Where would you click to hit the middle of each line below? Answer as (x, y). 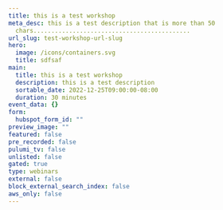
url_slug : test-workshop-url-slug (66, 38)
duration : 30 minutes (51, 97)
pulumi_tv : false (37, 149)
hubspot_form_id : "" (49, 120)
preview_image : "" (39, 127)
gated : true (28, 164)
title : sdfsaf (39, 61)
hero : (17, 46)
